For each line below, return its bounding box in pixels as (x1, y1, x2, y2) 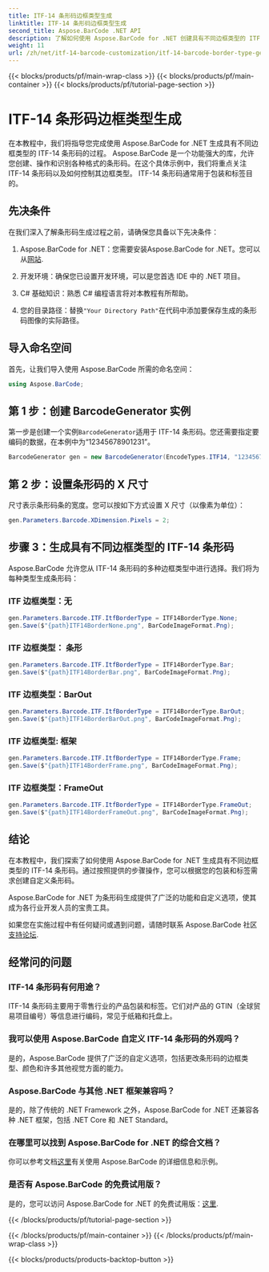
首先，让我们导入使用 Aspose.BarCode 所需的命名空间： (8, 364, 195, 373)
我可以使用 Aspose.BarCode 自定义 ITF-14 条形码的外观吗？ (8, 1033, 241, 1045)
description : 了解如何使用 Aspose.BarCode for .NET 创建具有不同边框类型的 (8, 34, 247, 43)
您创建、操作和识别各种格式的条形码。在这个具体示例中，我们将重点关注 (8, 158, 247, 168)
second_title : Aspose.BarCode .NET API (8, 26, 142, 35)
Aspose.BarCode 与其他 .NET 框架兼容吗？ (8, 1085, 175, 1096)
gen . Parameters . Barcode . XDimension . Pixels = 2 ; (8, 516, 171, 524)
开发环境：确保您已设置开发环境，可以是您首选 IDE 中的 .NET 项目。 (19, 271, 245, 281)
